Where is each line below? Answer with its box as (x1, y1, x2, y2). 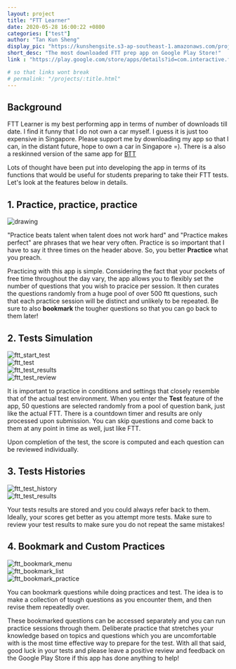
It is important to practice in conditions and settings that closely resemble (7, 387, 220, 395)
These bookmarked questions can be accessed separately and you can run (7, 616, 226, 625)
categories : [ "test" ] (7, 30, 71, 37)
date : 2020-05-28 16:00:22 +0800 (7, 23, 105, 30)
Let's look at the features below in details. (7, 178, 129, 187)
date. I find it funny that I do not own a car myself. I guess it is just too (7, 127, 209, 136)
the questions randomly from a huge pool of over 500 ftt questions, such (7, 290, 218, 298)
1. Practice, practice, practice (7, 198, 138, 211)
